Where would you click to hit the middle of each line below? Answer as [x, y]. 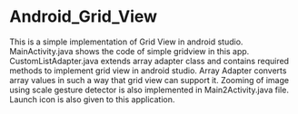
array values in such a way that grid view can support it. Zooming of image [149, 80]
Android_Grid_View [83, 17]
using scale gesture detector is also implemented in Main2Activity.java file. [149, 90]
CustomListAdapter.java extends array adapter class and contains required [149, 61]
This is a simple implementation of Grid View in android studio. [126, 42]
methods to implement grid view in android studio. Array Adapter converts [148, 71]
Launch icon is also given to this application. [92, 99]
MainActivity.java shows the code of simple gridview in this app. [129, 51]
